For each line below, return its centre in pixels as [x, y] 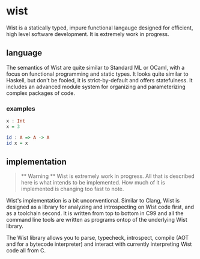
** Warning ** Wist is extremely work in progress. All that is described [108, 176]
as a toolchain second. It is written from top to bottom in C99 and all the [95, 213]
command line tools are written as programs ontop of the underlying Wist [97, 220]
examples [21, 108]
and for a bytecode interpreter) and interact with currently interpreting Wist [99, 244]
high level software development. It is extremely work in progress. [88, 34]
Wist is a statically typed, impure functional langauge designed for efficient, [100, 28]
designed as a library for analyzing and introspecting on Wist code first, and [100, 207]
